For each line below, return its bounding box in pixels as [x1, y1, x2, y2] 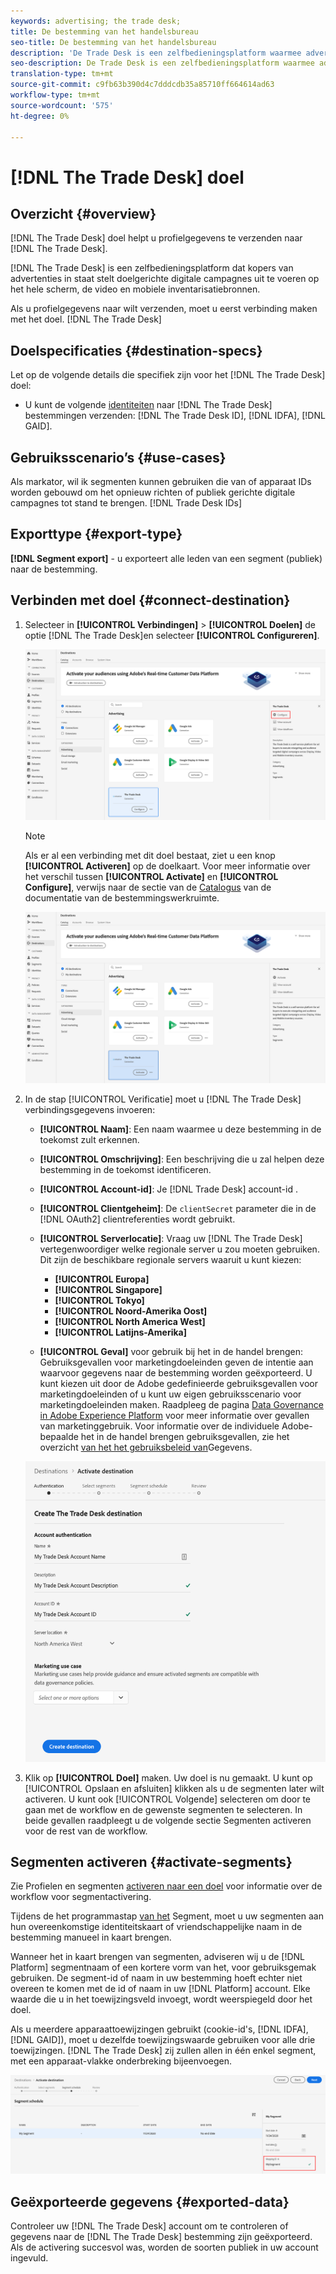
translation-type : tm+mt [10, 69, 114, 79]
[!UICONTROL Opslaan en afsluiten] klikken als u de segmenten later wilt [24, 1782, 325, 1794]
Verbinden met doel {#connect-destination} [10, 592, 291, 609]
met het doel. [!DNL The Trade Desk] [10, 313, 162, 325]
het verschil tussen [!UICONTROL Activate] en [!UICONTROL [24, 871, 279, 883]
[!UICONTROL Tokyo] [54, 1295, 145, 1307]
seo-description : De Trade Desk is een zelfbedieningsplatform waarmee [10, 58, 315, 69]
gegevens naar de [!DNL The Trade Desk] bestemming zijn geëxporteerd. [10, 2231, 313, 2243]
